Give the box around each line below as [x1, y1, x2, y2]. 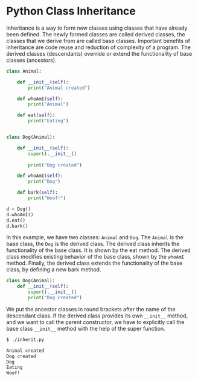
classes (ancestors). [6, 56, 57, 64]
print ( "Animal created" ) [28, 85, 91, 91]
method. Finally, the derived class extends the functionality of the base [6, 259, 183, 267]
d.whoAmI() [6, 211, 34, 217]
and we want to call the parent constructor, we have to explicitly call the [6, 318, 185, 325]
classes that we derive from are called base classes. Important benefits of [6, 37, 191, 44]
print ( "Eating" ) [28, 118, 69, 124]
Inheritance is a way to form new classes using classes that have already [6, 24, 188, 31]
